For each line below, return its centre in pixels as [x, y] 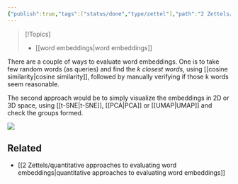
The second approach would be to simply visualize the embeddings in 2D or [118, 98]
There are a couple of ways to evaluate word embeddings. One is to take [113, 62]
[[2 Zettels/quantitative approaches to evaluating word [97, 165]
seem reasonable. [34, 84]
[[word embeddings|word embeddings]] [93, 47]
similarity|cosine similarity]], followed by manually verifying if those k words [118, 76]
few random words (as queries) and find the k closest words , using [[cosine [118, 69]
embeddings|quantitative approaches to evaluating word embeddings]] [121, 173]
